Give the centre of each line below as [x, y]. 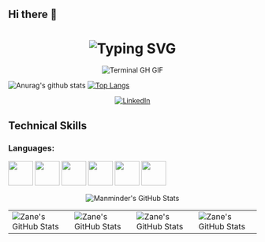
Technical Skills [48, 126]
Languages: [32, 148]
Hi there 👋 [33, 15]
